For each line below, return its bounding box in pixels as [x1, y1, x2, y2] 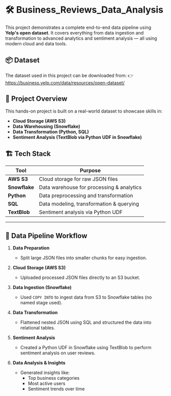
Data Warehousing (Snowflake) [12, 123, 80, 129]
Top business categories [27, 375, 80, 381]
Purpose [79, 167, 101, 174]
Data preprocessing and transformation [39, 192, 133, 199]
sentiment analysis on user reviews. [20, 350, 96, 356]
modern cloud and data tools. [5, 40, 67, 46]
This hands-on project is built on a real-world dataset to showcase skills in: [5, 108, 163, 114]
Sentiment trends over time [27, 386, 85, 392]
